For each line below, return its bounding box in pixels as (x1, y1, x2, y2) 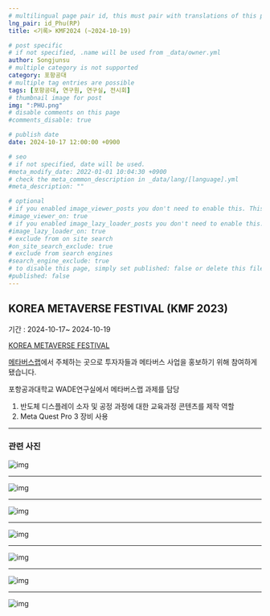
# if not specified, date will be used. (8, 160, 146, 168)
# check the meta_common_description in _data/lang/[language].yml (8, 175, 239, 184)
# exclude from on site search (8, 234, 113, 242)
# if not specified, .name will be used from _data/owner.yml (8, 49, 221, 57)
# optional (8, 197, 45, 205)
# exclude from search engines (8, 250, 113, 258)
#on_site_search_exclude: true (8, 242, 113, 250)
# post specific (8, 41, 63, 49)
